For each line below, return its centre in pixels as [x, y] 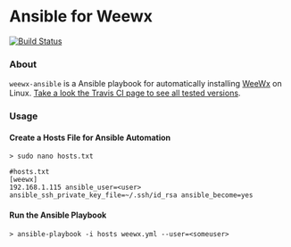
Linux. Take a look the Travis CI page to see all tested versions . [125, 93]
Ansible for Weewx [81, 16]
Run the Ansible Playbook [58, 215]
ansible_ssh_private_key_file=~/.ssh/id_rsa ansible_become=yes [131, 195]
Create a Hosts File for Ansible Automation [90, 137]
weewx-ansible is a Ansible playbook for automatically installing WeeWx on [146, 84]
